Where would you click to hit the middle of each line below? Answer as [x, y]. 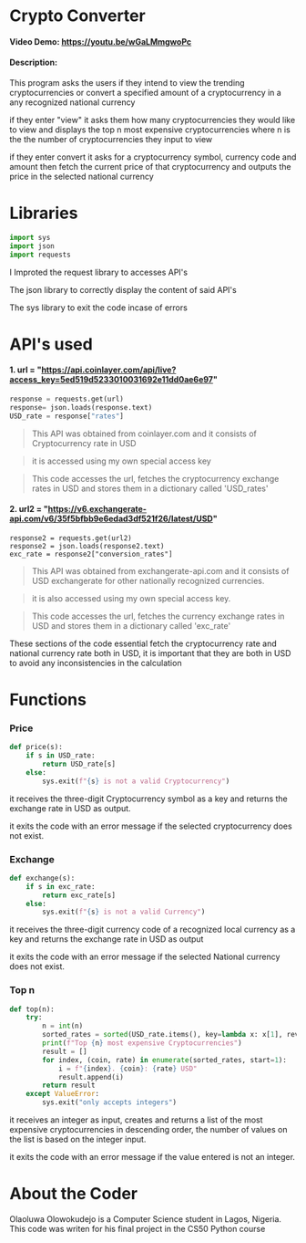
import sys [30, 237]
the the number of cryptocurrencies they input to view [111, 139]
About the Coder [74, 1194]
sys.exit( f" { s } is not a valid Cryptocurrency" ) [136, 781]
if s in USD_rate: [61, 756]
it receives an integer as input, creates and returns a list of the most [136, 1120]
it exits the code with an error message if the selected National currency [145, 957]
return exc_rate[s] [79, 895]
